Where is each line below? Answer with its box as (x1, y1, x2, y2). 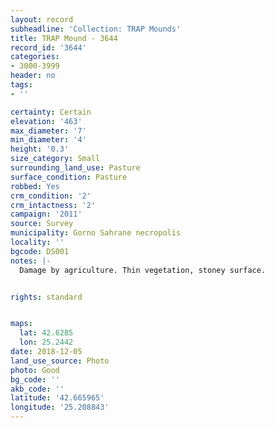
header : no (10, 71, 56, 81)
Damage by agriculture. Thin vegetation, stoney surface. (19, 265, 267, 275)
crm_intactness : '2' (10, 200, 97, 210)
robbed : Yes (10, 181, 60, 191)
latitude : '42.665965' (10, 393, 105, 403)
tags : (10, 80, 33, 90)
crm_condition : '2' (10, 191, 92, 201)
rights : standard (10, 292, 83, 302)
